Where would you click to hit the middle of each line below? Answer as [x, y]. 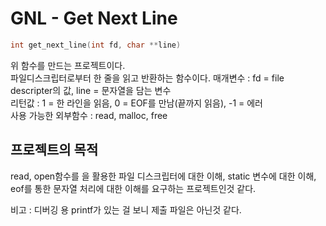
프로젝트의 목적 [54, 150]
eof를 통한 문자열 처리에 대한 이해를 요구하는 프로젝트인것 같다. [133, 188]
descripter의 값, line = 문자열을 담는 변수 [91, 90]
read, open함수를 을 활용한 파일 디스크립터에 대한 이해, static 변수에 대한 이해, [163, 176]
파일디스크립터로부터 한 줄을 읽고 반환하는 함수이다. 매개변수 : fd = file [147, 78]
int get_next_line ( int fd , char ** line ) [96, 45]
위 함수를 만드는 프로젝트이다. [68, 65]
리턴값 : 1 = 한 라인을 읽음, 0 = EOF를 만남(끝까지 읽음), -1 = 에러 [136, 103]
